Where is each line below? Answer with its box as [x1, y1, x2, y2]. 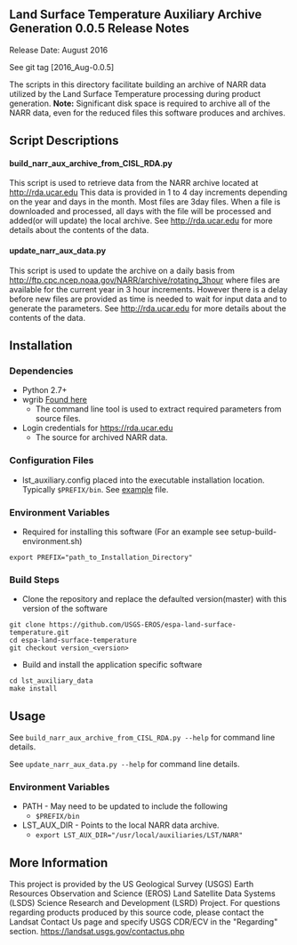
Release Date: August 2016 [9, 44, 108, 55]
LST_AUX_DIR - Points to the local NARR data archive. [21, 820, 220, 830]
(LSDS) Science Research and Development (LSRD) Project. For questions [9, 898, 281, 909]
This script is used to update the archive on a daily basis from [9, 265, 236, 276]
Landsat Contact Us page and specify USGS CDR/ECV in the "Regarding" [9, 917, 278, 927]
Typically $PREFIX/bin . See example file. [21, 484, 169, 494]
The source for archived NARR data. [35, 432, 168, 443]
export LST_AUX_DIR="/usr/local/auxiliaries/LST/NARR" [35, 831, 243, 840]
